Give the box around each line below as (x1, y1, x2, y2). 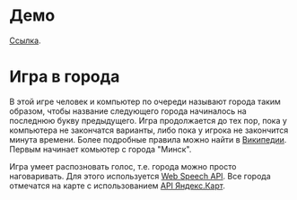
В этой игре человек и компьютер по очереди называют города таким (9, 96, 281, 107)
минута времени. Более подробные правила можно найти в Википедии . (9, 134, 287, 144)
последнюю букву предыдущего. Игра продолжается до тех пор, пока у (9, 115, 287, 126)
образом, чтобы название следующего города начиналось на (9, 105, 247, 117)
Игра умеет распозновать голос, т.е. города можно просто (9, 161, 237, 171)
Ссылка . (9, 35, 42, 46)
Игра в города (9, 66, 120, 87)
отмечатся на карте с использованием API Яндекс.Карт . (9, 180, 226, 191)
